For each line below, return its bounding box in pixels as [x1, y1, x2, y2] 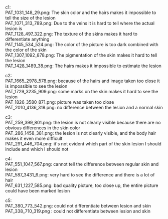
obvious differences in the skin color [5, 125, 81, 131]
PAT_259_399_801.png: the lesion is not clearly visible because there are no [5, 120, 161, 125]
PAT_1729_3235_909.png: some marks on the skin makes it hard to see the [5, 89, 158, 94]
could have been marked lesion [5, 188, 70, 193]
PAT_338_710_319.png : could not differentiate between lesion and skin [5, 208, 151, 214]
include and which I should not [5, 146, 69, 152]
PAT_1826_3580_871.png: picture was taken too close [5, 99, 114, 105]
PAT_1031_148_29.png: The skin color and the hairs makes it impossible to [5, 10, 156, 16]
